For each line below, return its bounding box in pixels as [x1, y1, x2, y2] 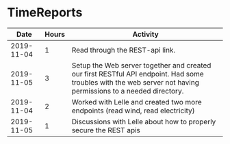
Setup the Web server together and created [71, 60, 212, 70]
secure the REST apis [71, 125, 140, 134]
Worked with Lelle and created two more [71, 97, 202, 106]
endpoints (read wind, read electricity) [71, 106, 195, 115]
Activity [132, 29, 159, 39]
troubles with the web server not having [71, 77, 200, 87]
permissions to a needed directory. [71, 86, 184, 96]
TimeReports [7, 5, 83, 20]
